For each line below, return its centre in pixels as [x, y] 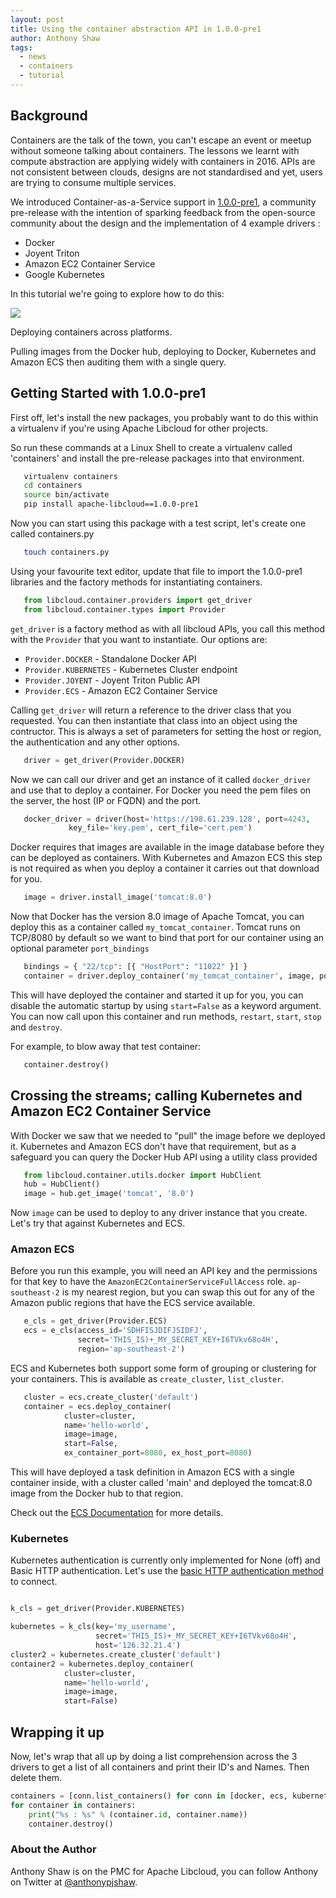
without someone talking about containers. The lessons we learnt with [155, 150]
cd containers [53, 486]
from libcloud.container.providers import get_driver [138, 600]
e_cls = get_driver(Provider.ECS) [95, 1321]
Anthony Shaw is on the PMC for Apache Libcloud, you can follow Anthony [164, 1871]
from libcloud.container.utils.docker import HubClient [142, 1175]
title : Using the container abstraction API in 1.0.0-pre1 [136, 29]
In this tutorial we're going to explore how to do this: [117, 293]
